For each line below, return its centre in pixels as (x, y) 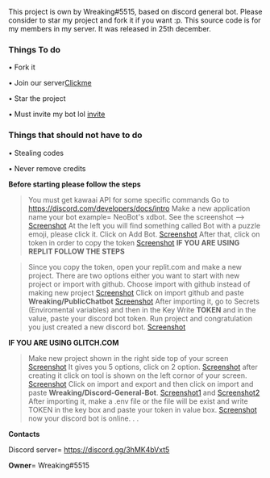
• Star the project (37, 99)
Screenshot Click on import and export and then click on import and (141, 384)
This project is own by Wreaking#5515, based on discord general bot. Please (135, 12)
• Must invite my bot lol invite (57, 114)
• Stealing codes (36, 153)
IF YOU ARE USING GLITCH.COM (64, 342)
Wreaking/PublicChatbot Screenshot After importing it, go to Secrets (144, 301)
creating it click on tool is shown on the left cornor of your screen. (137, 375)
